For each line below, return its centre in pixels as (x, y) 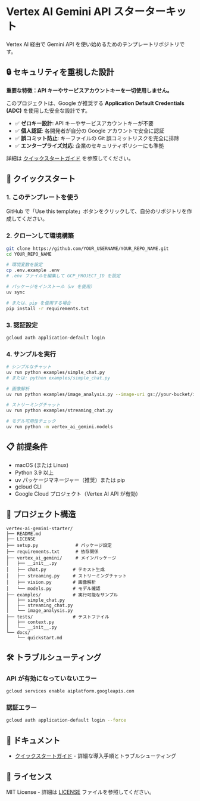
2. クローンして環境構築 (40, 236)
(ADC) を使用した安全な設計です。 (49, 110)
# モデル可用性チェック (31, 421)
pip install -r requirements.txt (48, 308)
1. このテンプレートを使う (43, 197)
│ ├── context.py (30, 622)
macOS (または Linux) (42, 465)
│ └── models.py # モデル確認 (53, 588)
